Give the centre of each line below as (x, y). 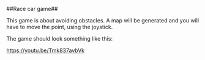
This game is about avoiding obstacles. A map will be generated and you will (103, 20)
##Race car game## (32, 9)
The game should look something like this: (60, 38)
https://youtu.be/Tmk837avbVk (46, 50)
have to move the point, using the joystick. (60, 27)
